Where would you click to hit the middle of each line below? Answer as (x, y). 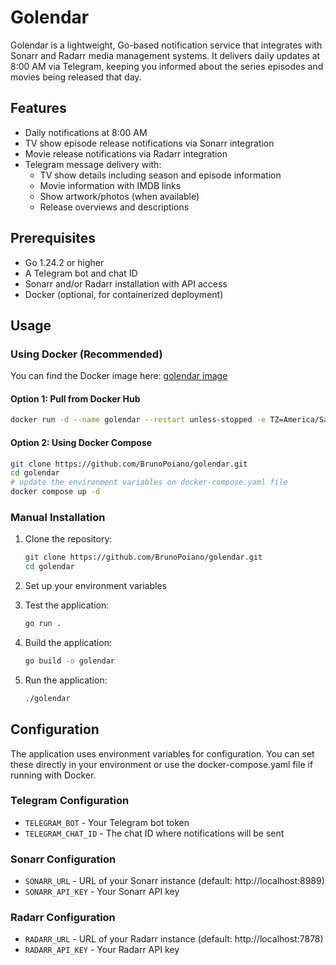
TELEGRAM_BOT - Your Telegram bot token (107, 822)
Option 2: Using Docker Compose (81, 442)
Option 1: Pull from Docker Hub (75, 398)
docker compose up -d (55, 492)
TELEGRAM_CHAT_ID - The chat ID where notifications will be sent (154, 833)
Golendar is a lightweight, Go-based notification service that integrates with (166, 45)
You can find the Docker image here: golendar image (119, 376)
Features (38, 108)
